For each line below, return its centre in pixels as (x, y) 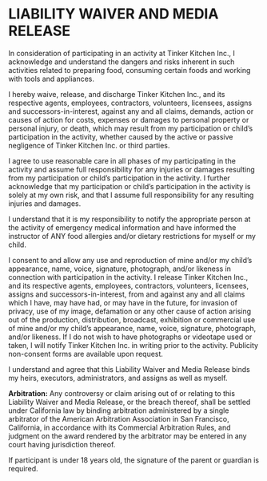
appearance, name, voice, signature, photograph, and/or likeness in (120, 269)
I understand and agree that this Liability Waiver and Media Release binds (129, 369)
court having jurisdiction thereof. (62, 444)
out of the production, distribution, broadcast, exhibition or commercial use (132, 319)
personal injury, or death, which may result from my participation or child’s (131, 128)
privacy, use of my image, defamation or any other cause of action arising (130, 311)
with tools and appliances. (51, 79)
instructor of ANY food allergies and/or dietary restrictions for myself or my (132, 236)
